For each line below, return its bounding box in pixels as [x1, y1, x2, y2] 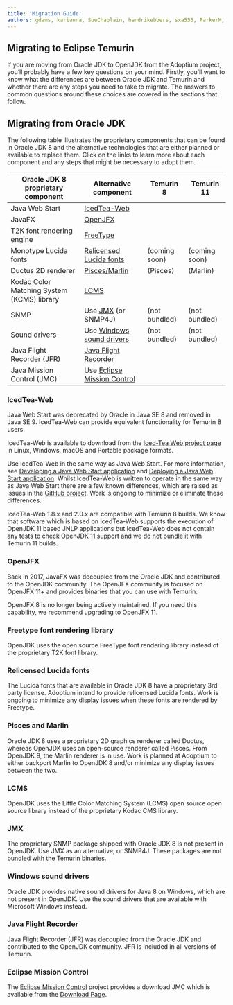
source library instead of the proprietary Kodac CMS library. [7, 806, 178, 814]
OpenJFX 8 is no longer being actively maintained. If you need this [7, 600, 198, 609]
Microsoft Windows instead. [7, 902, 87, 910]
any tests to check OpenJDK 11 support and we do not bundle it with [7, 532, 202, 541]
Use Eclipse [84, 365, 123, 375]
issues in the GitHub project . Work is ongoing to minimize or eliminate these [7, 489, 224, 498]
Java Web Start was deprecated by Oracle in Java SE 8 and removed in [7, 410, 212, 419]
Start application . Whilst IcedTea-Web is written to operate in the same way [7, 474, 223, 482]
